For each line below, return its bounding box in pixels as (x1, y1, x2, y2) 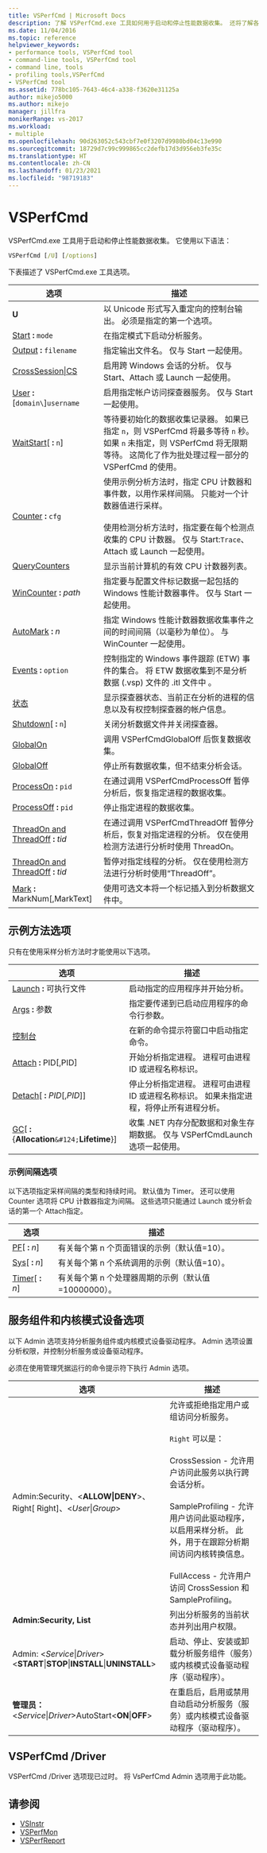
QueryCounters (12, 560, 70, 571)
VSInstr (19, 1819, 44, 1828)
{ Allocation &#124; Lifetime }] (12, 1134, 118, 1145)
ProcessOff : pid (12, 801, 73, 812)
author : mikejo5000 (8, 93, 73, 101)
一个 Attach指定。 (29, 1206, 87, 1215)
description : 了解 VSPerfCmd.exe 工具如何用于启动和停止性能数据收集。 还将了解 (8, 19, 253, 27)
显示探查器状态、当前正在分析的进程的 (103, 692, 247, 703)
